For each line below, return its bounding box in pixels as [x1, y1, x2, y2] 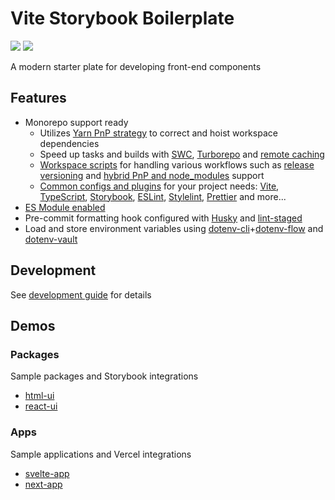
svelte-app [24, 467, 70, 479]
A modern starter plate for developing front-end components [10, 60, 262, 72]
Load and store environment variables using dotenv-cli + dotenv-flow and [24, 222, 324, 234]
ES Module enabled [24, 201, 106, 213]
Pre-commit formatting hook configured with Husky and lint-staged [24, 212, 303, 224]
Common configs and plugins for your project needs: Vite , [39, 180, 280, 192]
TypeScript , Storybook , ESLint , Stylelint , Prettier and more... [39, 190, 287, 202]
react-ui [24, 400, 58, 412]
